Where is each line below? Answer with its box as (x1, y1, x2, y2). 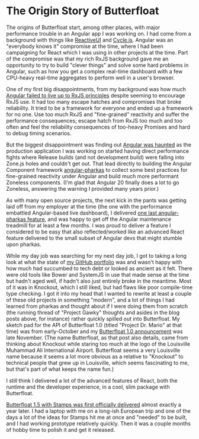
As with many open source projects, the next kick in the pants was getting (6, 197, 187, 204)
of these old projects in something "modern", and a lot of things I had (6, 296, 175, 303)
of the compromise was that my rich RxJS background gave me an (6, 55, 169, 62)
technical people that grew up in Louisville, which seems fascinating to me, (6, 359, 190, 366)
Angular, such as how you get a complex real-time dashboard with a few (6, 68, 183, 75)
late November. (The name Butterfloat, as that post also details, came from (6, 334, 188, 341)
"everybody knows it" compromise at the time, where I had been (6, 43, 164, 50)
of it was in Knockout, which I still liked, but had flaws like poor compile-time (6, 283, 193, 291)
